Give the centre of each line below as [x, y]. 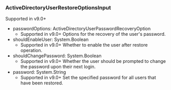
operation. [31, 51]
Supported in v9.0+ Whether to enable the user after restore [84, 45]
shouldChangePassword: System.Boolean [57, 56]
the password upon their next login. [58, 67]
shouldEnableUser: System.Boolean [51, 39]
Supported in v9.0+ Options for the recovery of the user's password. [93, 34]
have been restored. [42, 83]
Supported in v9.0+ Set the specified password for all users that [88, 78]
